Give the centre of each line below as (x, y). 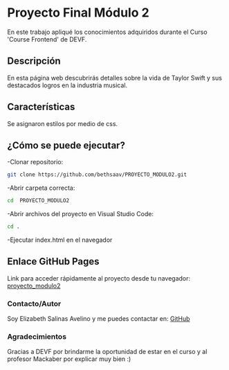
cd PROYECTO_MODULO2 (38, 201)
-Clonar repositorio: (35, 162)
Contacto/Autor (34, 303)
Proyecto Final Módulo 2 (79, 13)
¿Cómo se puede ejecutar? (66, 145)
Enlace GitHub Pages (53, 262)
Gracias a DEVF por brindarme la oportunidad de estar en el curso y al (107, 352)
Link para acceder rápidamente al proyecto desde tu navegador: (99, 278)
